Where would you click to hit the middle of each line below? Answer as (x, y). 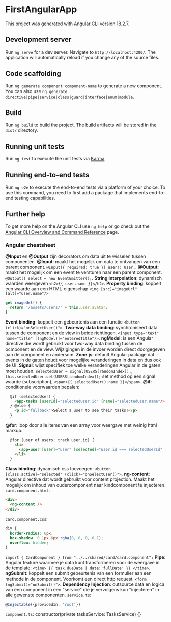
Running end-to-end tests (47, 175)
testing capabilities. (35, 198)
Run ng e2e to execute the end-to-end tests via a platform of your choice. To (85, 187)
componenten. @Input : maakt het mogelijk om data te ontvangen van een (83, 262)
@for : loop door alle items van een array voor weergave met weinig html (81, 425)
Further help (25, 214)
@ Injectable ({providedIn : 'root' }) (43, 605)
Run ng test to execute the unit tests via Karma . (55, 159)
